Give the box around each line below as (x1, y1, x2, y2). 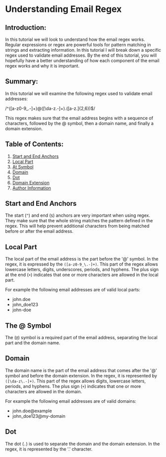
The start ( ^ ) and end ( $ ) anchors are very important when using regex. (5, 212, 150, 218)
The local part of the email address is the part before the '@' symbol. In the (5, 256, 159, 262)
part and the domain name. (5, 340, 60, 346)
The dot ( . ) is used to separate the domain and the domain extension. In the (5, 441, 160, 447)
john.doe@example (12, 408, 52, 414)
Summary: (5, 77, 38, 86)
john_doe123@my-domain (12, 413, 66, 419)
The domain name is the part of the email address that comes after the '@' (5, 367, 157, 373)
